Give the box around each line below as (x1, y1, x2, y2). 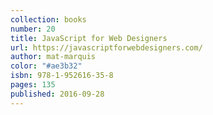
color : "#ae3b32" (10, 61, 83, 71)
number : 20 (10, 24, 56, 34)
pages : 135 (10, 80, 56, 90)
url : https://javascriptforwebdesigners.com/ (10, 42, 203, 53)
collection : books (10, 14, 87, 25)
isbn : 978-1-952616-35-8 (10, 71, 114, 81)
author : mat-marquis (10, 52, 97, 62)
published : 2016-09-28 (10, 89, 105, 99)
